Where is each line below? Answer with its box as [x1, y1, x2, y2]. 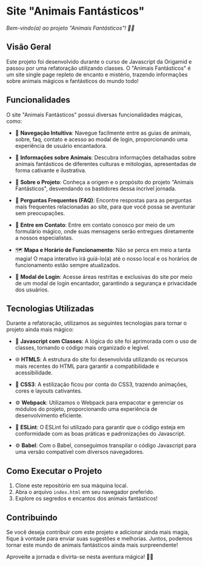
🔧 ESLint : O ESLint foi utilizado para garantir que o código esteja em [15, 424, 185, 431]
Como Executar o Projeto [6, 465, 102, 476]
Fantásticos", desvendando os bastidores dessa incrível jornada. [15, 185, 177, 192]
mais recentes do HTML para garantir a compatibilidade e [15, 362, 159, 370]
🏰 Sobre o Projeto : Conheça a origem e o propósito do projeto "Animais [15, 178, 194, 185]
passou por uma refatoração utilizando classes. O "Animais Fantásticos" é [6, 64, 191, 72]
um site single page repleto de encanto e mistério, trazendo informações [6, 71, 188, 78]
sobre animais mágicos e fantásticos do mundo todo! [6, 77, 139, 84]
